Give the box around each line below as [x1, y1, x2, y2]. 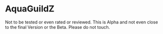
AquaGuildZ [5, 3, 55, 14]
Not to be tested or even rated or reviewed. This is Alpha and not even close [5, 19, 158, 25]
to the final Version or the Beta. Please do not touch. [5, 24, 110, 30]
